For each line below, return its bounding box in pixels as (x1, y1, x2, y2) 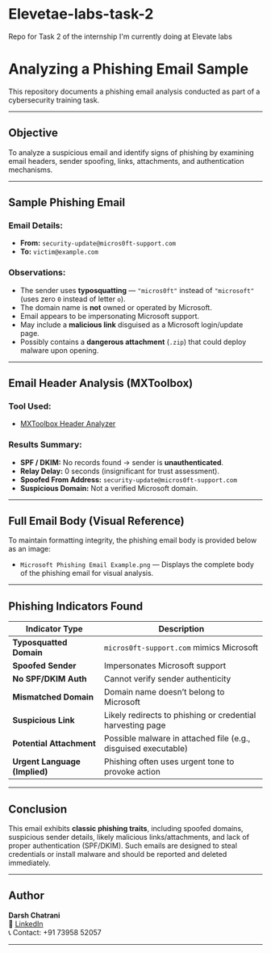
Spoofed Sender (12, 660, 77, 671)
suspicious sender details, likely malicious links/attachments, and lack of (8, 833, 250, 842)
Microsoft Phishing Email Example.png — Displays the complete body (19, 560, 254, 569)
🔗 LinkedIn (8, 918, 44, 929)
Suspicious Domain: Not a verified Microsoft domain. (19, 483, 198, 493)
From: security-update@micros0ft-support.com (19, 238, 176, 248)
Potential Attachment (12, 738, 97, 749)
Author (8, 889, 44, 903)
